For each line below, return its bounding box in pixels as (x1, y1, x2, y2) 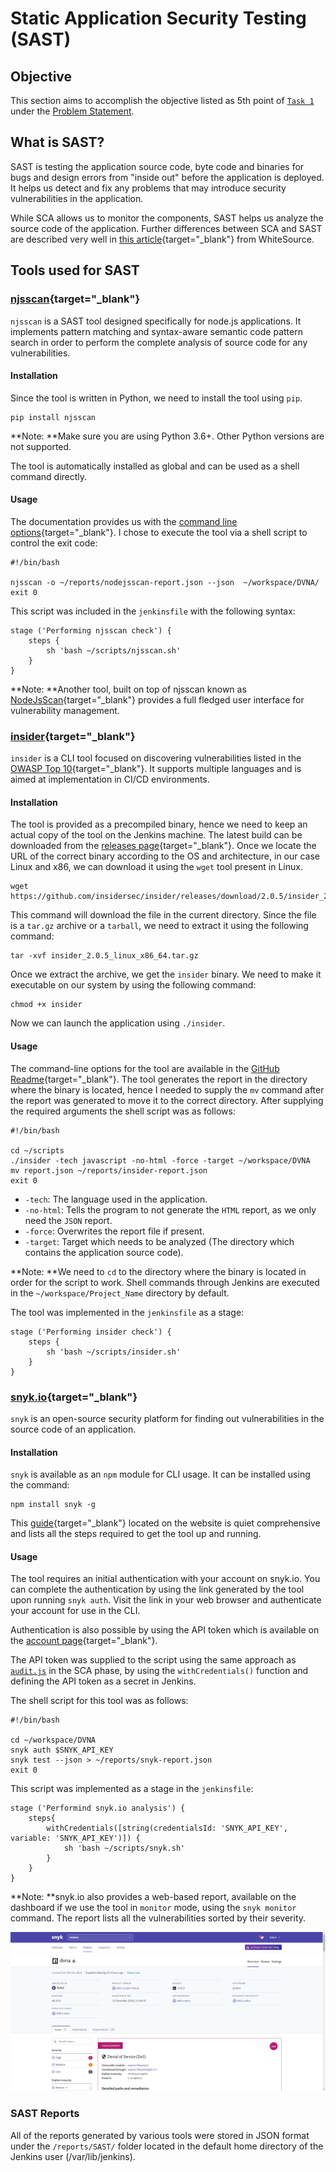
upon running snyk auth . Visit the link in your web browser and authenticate (10, 1594, 322, 1606)
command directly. (10, 470, 88, 482)
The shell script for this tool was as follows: (10, 1695, 189, 1707)
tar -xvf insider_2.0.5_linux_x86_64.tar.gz (10, 951, 199, 961)
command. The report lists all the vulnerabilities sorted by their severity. (10, 1912, 307, 1924)
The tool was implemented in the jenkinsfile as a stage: (10, 1306, 245, 1318)
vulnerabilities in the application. (10, 192, 144, 204)
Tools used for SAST (10, 262, 140, 279)
